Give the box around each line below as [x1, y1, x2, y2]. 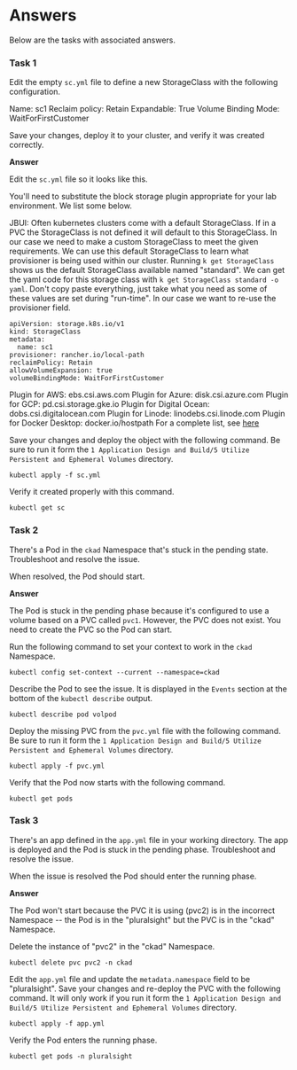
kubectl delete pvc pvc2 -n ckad [9, 958, 133, 967]
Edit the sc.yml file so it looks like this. [9, 174, 148, 184]
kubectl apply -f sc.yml [9, 471, 101, 480]
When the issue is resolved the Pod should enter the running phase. [9, 871, 257, 881]
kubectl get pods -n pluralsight [9, 1051, 133, 1060]
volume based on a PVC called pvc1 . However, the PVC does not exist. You [9, 614, 281, 625]
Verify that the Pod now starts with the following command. [9, 777, 226, 787]
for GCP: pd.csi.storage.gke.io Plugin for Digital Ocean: [9, 399, 210, 410]
